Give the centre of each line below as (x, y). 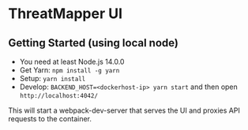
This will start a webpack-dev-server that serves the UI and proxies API (124, 110)
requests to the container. (50, 119)
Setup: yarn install (53, 78)
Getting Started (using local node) (94, 43)
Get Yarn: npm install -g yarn (70, 70)
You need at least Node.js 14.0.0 (72, 61)
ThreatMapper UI (66, 14)
